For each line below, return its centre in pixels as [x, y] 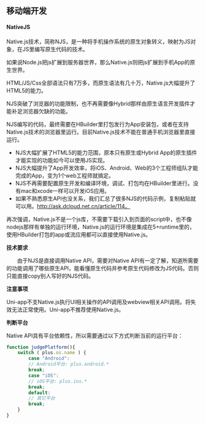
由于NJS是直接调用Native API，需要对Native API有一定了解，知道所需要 [108, 260]
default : [40, 393]
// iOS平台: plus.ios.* [58, 381]
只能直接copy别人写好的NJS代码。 [50, 276]
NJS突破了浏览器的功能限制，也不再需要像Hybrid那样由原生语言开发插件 [98, 104]
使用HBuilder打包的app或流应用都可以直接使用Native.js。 [79, 234]
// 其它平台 [42, 398]
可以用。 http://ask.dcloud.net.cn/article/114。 [73, 206]
